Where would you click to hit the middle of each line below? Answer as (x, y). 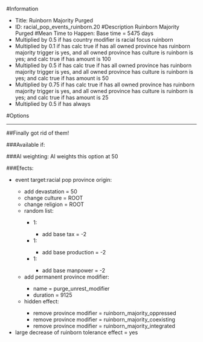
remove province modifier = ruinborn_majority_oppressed (105, 313)
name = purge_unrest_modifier (71, 289)
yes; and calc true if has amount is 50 (62, 78)
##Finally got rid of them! (38, 133)
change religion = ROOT (54, 204)
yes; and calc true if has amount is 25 (62, 97)
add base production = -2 (74, 252)
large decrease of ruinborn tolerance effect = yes (76, 332)
